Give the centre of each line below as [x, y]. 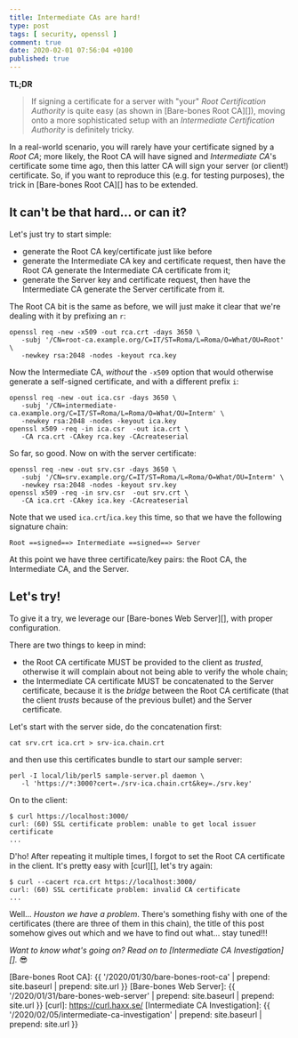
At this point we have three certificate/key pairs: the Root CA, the [128, 559]
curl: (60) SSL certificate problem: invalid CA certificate [125, 889]
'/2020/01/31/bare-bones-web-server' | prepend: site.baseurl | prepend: [142, 995]
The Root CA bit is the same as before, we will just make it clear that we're [145, 306]
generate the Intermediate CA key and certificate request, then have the [154, 261]
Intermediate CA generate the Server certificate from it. [123, 289]
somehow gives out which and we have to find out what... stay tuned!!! [139, 933]
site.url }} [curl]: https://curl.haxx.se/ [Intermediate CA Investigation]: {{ [140, 1005]
